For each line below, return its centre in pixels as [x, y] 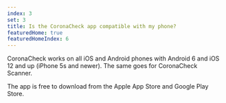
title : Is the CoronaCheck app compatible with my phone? [92, 26]
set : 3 [16, 20]
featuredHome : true [35, 33]
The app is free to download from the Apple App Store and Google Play [108, 87]
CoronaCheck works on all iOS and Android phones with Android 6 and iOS [113, 58]
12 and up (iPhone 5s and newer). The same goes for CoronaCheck [102, 66]
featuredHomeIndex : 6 [38, 39]
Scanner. [20, 73]
